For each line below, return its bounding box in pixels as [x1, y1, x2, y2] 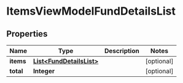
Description [104, 47, 139, 55]
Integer [33, 67, 55, 75]
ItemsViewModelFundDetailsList [6, 4, 176, 18]
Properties [6, 29, 48, 39]
